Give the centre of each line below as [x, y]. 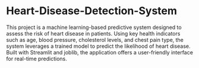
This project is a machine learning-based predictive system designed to [94, 27]
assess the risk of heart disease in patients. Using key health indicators [93, 33]
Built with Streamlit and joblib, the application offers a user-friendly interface [99, 52]
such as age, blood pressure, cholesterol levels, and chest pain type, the [95, 40]
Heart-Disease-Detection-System [91, 11]
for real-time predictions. [37, 59]
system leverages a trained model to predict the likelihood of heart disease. [98, 46]
